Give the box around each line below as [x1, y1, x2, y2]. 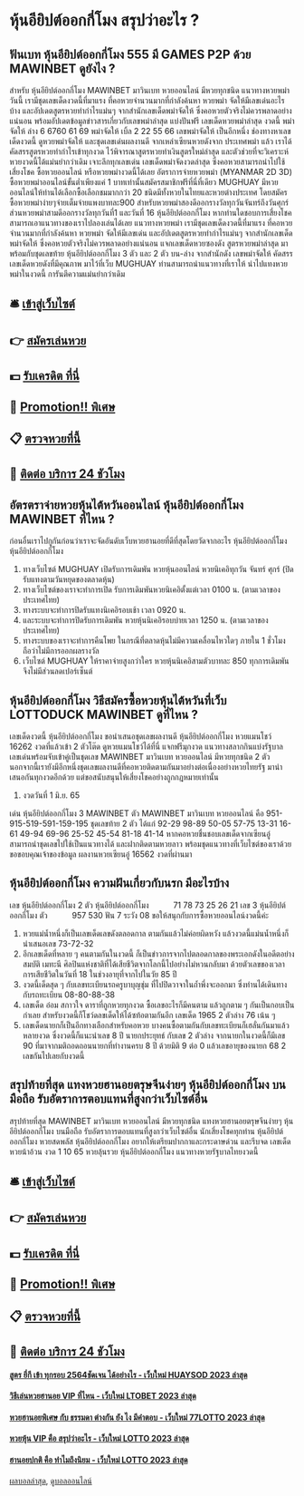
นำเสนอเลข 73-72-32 [22, 937, 94, 948]
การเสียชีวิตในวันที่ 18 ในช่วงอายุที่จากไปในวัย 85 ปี [22, 968, 177, 979]
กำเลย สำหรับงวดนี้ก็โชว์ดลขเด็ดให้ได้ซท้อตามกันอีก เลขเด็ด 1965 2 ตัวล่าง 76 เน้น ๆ [22, 1009, 276, 1020]
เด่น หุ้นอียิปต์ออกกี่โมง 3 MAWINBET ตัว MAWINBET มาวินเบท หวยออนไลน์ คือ [9, 808, 264, 819]
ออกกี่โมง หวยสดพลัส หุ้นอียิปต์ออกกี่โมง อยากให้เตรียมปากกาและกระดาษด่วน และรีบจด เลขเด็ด [9, 1135, 291, 1147]
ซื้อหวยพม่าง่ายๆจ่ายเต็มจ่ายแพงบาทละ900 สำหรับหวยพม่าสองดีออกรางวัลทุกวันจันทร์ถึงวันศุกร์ [9, 197, 290, 208]
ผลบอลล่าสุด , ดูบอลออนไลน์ [9, 1475, 92, 1486]
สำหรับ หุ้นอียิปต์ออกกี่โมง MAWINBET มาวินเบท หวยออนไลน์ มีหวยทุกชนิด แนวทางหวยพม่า [9, 85, 290, 95]
